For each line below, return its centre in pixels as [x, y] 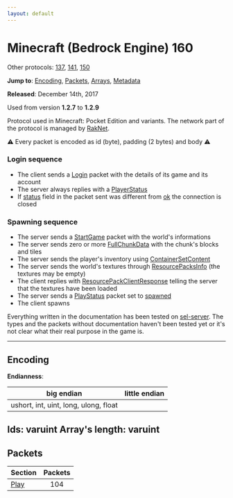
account [29, 181]
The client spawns [44, 303]
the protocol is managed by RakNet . [58, 128]
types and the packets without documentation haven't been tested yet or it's [116, 324]
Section [24, 473]
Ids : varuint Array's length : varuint [84, 430]
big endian [64, 393]
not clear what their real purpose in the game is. [76, 331]
